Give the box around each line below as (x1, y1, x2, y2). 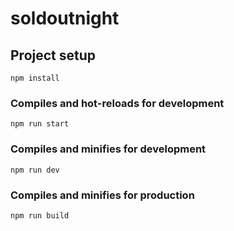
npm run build (10, 210, 70, 221)
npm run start (10, 119, 70, 129)
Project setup (10, 47, 97, 64)
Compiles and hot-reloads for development (10, 96, 225, 110)
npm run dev (10, 165, 60, 175)
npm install (10, 73, 60, 83)
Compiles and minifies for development (10, 142, 207, 156)
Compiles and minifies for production (10, 188, 195, 202)
